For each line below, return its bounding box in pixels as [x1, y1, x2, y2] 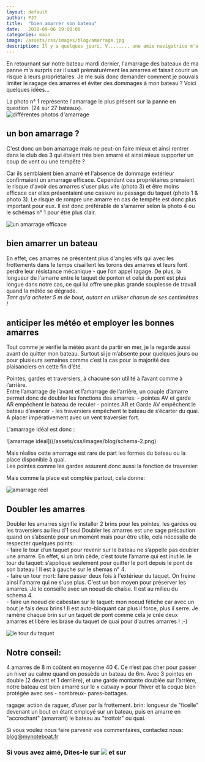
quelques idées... [6, 86, 50, 93]
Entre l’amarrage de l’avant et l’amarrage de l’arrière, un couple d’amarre [6, 388, 188, 395]
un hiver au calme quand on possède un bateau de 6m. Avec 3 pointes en [6, 670, 193, 677]
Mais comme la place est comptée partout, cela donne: [6, 474, 146, 482]
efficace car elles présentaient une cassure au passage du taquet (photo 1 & [6, 189, 198, 196]
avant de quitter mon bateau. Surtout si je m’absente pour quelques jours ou [6, 350, 198, 357]
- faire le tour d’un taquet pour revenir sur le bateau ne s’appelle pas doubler [6, 546, 199, 554]
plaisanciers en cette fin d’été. [6, 363, 83, 370]
